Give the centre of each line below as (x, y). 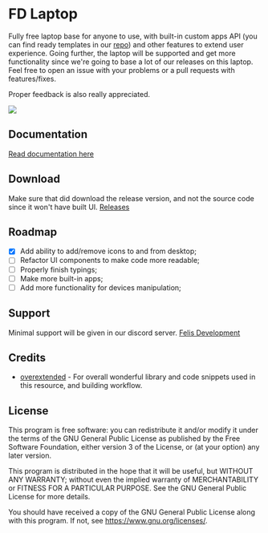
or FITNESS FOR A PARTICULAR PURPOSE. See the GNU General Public (128, 488)
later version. (30, 456)
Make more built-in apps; (61, 278)
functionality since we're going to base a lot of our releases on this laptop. (131, 62)
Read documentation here (51, 154)
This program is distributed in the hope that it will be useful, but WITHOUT (131, 471)
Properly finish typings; (59, 269)
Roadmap (33, 232)
